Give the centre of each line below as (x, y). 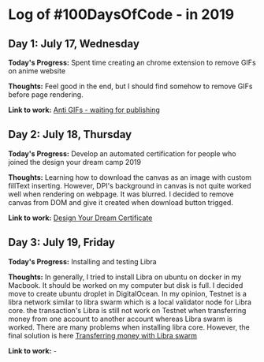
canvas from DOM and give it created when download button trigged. (121, 202)
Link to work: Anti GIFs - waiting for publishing (84, 110)
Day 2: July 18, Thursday (70, 134)
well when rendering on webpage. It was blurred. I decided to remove (121, 194)
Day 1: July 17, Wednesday (74, 44)
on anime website (37, 71)
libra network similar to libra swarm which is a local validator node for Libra (130, 302)
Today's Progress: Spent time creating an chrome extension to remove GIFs (132, 62)
